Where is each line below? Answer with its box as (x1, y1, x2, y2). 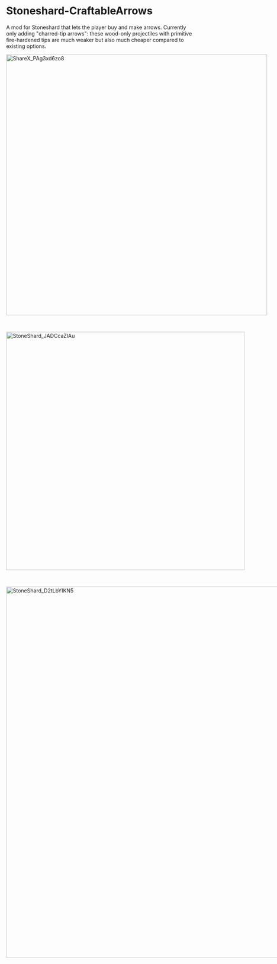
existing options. (6, 43, 47, 50)
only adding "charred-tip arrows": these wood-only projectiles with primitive (6, 30, 192, 37)
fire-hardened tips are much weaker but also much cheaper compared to (6, 36, 185, 43)
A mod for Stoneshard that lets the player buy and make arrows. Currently (6, 24, 186, 31)
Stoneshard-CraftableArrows (6, 4, 153, 18)
